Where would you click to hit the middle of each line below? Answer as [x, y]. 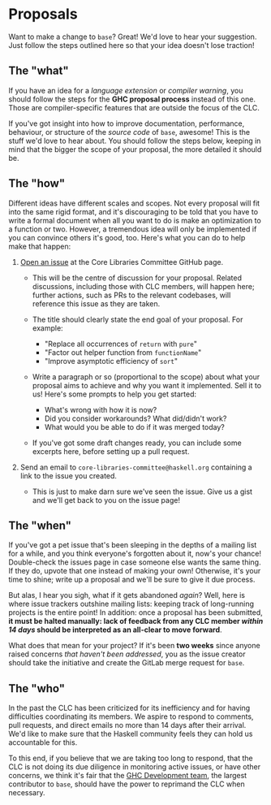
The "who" [37, 688]
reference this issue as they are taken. [96, 303]
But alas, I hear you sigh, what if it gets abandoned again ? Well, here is [127, 595]
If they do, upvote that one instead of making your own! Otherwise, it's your [135, 571]
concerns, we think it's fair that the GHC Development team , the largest [128, 776]
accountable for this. [43, 742]
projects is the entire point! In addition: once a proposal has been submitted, [136, 612]
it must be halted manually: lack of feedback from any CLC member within [136, 621]
